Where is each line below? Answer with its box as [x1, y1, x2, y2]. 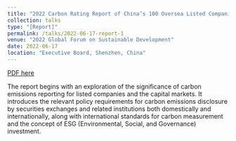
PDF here [7, 68, 34, 77]
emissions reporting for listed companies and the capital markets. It [7, 89, 202, 98]
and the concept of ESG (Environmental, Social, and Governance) [7, 119, 197, 128]
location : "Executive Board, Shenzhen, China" [7, 50, 146, 57]
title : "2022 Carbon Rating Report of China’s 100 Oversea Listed [7, 10, 206, 18]
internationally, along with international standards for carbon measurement [7, 112, 223, 120]
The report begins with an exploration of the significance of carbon [7, 82, 202, 90]
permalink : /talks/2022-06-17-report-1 [7, 29, 124, 37]
